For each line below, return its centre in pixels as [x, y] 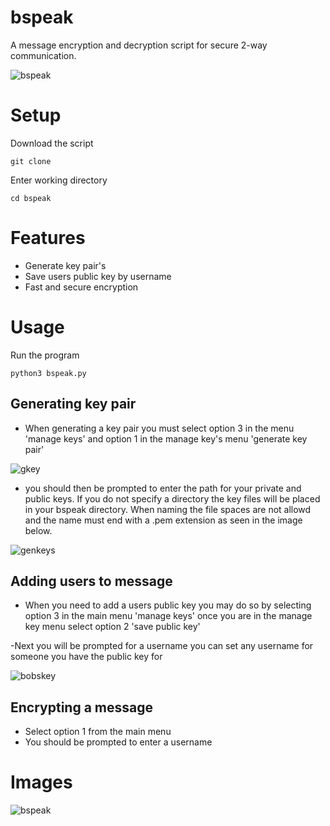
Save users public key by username [98, 276]
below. [38, 530]
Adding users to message [91, 581]
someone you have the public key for [86, 657]
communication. [43, 55]
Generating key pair [73, 404]
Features [48, 238]
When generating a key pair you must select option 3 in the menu [159, 428]
